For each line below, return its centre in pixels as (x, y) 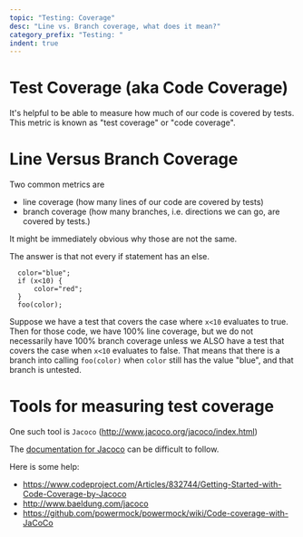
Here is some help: (44, 467)
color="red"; (58, 289)
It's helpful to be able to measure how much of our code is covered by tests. (152, 113)
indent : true (34, 43)
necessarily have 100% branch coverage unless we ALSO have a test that (147, 341)
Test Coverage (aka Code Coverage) (149, 88)
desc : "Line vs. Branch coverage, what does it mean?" (115, 26)
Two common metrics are (57, 185)
